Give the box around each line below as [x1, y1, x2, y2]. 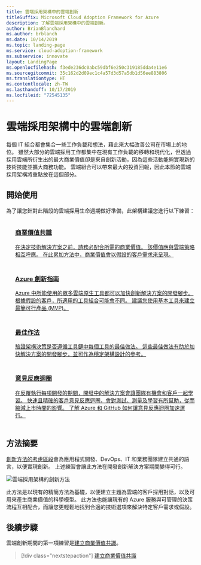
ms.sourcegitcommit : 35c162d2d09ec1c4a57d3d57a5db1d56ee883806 [6, 70, 167, 76]
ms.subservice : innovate [6, 53, 68, 59]
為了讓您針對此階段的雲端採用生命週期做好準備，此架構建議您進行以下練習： [6, 207, 195, 214]
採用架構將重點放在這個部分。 [6, 171, 80, 178]
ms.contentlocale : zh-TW [6, 81, 68, 87]
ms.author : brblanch [6, 31, 58, 37]
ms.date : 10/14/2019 [6, 37, 58, 42]
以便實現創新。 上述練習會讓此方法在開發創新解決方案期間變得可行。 [16, 463, 186, 470]
